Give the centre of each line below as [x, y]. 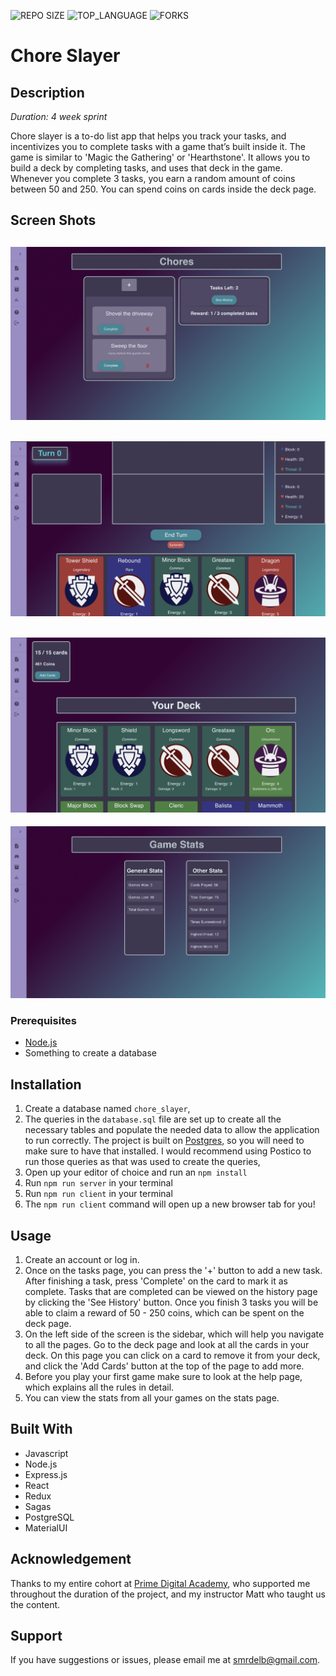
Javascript [46, 1453]
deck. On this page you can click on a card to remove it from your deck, [172, 1356]
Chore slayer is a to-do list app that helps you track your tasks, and [148, 136]
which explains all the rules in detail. [99, 1387]
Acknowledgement [71, 1559]
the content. [35, 1604]
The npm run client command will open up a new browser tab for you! [170, 1204]
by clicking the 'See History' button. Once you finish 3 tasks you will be [171, 1302]
